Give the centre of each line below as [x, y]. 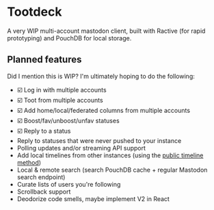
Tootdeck [35, 12]
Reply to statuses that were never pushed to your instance [99, 140]
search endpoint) [41, 177]
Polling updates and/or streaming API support [81, 148]
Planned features [44, 60]
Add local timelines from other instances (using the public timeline [110, 155]
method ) [29, 162]
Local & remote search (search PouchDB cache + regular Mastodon [112, 170]
